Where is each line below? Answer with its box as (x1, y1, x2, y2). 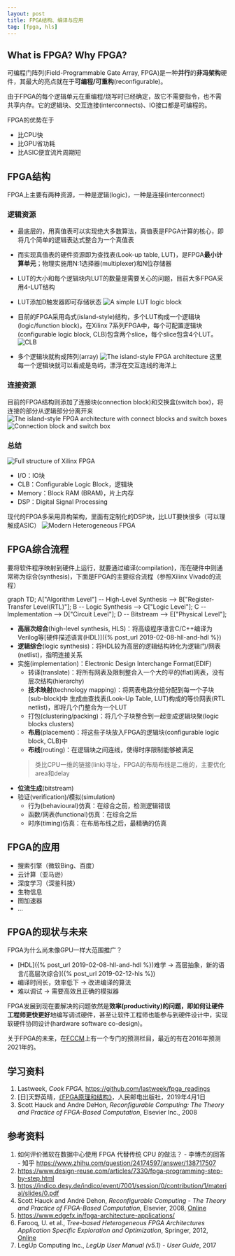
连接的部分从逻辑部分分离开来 (7, 407, 93, 415)
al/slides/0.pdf (17, 1189, 59, 1197)
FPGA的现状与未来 (7, 926, 87, 938)
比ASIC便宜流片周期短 (17, 148, 82, 157)
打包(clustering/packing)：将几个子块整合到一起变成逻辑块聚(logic (27, 712, 219, 720)
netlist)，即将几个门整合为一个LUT (27, 703, 127, 711)
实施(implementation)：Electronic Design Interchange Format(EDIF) (17, 659, 212, 668)
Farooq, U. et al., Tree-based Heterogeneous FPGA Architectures (17, 1218, 205, 1227)
